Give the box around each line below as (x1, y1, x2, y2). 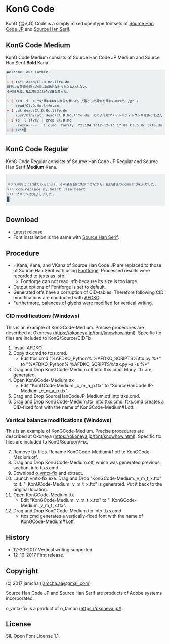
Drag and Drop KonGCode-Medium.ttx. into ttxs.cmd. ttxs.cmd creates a (13, 398, 164, 405)
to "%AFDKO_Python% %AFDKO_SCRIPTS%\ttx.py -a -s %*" (20, 360, 150, 367)
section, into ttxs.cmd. (13, 464, 60, 471)
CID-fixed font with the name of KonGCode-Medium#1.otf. (13, 404, 135, 410)
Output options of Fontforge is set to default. (13, 284, 106, 290)
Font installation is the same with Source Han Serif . (13, 234, 119, 240)
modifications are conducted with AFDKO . (13, 295, 101, 301)
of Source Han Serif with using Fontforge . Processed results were (13, 268, 150, 274)
